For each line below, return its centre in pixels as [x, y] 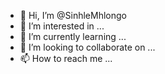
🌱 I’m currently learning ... [73, 36]
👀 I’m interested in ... [62, 26]
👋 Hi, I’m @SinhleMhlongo [73, 15]
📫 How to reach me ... [66, 58]
